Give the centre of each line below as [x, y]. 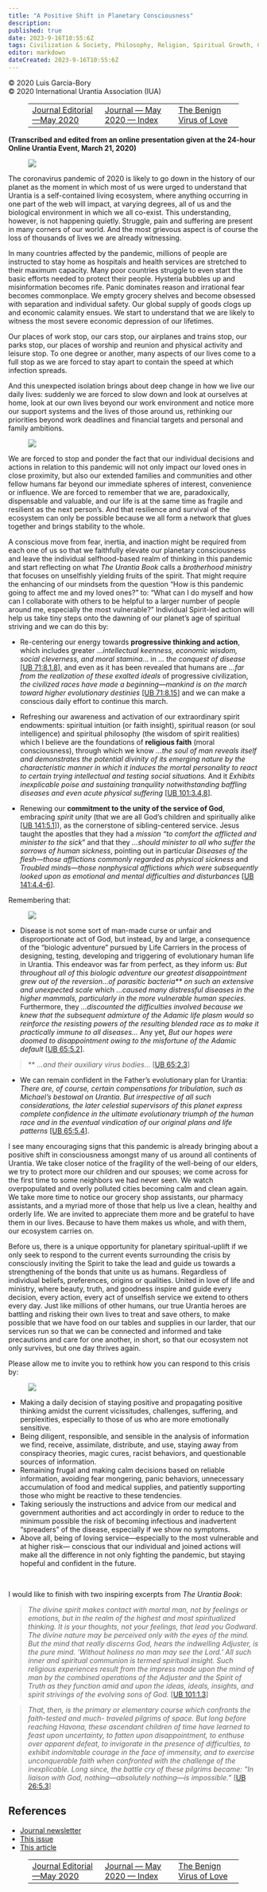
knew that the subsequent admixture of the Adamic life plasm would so [137, 1015]
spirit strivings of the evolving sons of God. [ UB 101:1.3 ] [118, 1694]
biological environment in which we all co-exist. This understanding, [120, 212]
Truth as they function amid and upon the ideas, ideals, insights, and [141, 1685]
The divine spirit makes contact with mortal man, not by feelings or [137, 1609]
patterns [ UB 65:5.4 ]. [54, 1131]
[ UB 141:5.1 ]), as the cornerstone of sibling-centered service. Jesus [130, 825]
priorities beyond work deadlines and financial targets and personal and [126, 419]
